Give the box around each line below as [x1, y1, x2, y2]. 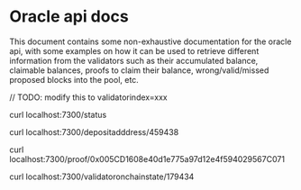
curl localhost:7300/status [9, 109, 107, 120]
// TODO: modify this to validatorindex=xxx [9, 92, 169, 103]
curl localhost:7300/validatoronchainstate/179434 [9, 171, 195, 182]
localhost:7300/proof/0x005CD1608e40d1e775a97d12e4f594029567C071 [9, 153, 286, 164]
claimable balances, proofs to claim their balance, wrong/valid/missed [9, 65, 269, 76]
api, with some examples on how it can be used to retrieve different [9, 45, 260, 56]
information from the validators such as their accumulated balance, [9, 55, 259, 66]
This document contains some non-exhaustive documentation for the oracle [9, 36, 292, 47]
